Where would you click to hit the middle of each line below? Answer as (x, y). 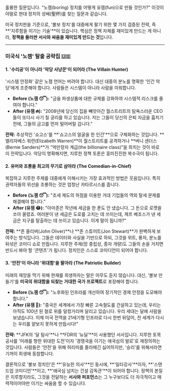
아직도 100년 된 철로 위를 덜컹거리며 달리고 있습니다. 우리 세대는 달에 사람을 (87, 311)
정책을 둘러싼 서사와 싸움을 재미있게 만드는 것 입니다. (63, 37)
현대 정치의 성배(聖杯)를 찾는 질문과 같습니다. (63, 14)
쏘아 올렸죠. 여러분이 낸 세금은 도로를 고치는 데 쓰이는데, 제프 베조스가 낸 (84, 214)
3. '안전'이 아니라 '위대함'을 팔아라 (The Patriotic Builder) (63, 263)
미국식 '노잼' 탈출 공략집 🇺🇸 (38, 56)
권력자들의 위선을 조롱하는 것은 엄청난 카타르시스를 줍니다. (63, 185)
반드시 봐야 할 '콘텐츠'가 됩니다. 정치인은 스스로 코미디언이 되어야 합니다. (77, 250)
